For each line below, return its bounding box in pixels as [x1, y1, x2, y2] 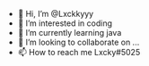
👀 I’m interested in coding [17, 18, 113, 29]
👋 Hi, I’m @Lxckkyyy [17, 9, 94, 19]
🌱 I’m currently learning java [17, 28, 122, 37]
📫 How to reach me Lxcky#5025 [17, 47, 141, 57]
